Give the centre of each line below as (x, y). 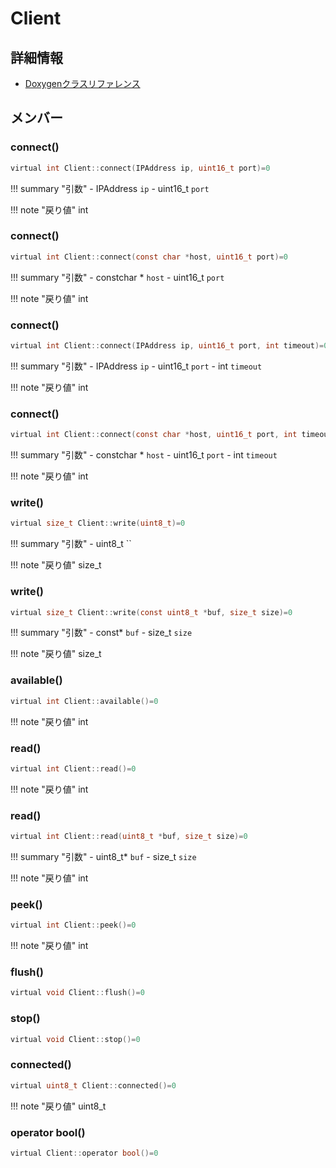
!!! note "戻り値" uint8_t (58, 1106)
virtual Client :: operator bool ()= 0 (84, 1153)
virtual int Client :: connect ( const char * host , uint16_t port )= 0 (149, 257)
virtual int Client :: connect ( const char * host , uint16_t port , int (154, 435)
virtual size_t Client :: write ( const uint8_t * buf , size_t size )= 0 (151, 612)
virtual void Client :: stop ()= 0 (75, 1039)
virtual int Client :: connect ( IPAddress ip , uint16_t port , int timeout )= (167, 346)
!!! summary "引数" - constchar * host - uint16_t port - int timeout (144, 455)
